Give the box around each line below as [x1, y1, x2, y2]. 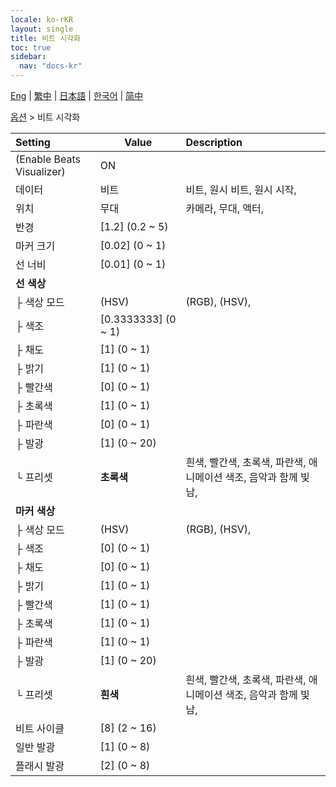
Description [185, 136, 243, 149]
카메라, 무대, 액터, [185, 202, 265, 215]
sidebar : [10, 52, 47, 62]
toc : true [10, 42, 52, 53]
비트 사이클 [15, 722, 65, 735]
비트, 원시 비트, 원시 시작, [185, 183, 297, 196]
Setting [15, 136, 51, 149]
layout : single [10, 24, 74, 34]
